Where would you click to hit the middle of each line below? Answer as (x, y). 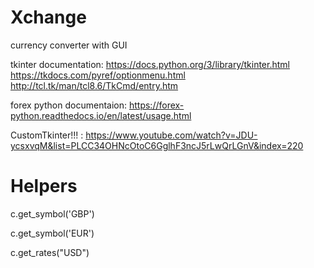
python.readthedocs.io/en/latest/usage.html (101, 115)
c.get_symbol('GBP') (52, 213)
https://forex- (156, 105)
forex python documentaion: (69, 105)
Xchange (48, 17)
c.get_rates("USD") (50, 252)
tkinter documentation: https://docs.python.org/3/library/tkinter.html (150, 64)
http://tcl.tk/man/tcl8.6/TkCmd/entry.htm (94, 85)
